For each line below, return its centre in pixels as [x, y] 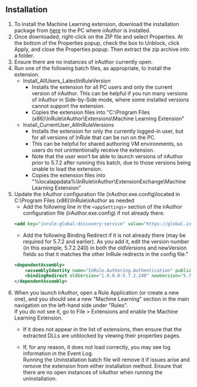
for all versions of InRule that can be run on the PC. [94, 137]
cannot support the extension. [68, 105]
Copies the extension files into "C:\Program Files [91, 112]
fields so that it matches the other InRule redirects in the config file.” [106, 254]
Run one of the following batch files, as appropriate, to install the [93, 68]
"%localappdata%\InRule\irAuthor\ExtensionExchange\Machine [109, 181]
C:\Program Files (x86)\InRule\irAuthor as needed [74, 200]
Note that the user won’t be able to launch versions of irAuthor [107, 156]
